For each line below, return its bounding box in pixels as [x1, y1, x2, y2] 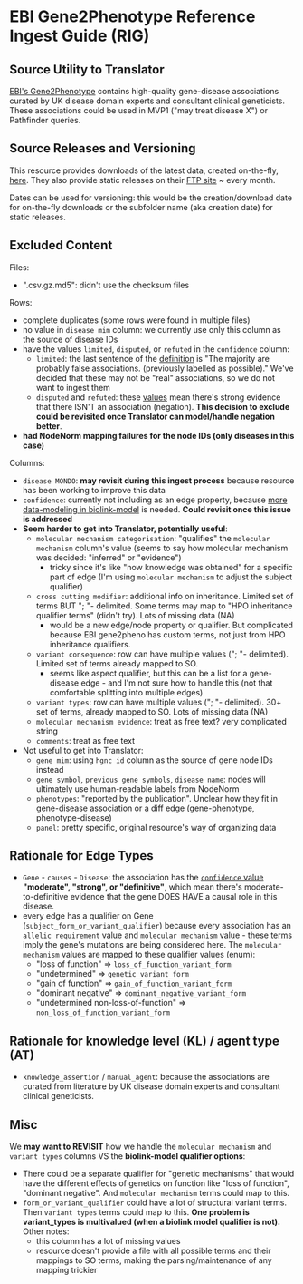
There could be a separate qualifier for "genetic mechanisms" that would [22, 1168, 295, 1180]
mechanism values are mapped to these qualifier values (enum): [22, 949, 256, 960]
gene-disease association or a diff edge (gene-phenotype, [35, 802, 255, 813]
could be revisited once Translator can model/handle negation [35, 411, 276, 422]
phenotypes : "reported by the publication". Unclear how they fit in [35, 793, 279, 803]
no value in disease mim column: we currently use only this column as [22, 324, 282, 335]
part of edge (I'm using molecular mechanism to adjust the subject [49, 571, 293, 582]
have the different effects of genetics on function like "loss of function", [22, 1178, 289, 1189]
